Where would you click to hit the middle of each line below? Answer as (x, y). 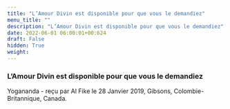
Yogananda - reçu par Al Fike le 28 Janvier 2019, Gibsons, (90, 91)
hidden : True (26, 46)
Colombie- (189, 91)
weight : (18, 52)
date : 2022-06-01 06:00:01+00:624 (57, 33)
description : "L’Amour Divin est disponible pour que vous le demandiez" (116, 26)
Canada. (55, 99)
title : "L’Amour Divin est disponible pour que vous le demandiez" (106, 13)
